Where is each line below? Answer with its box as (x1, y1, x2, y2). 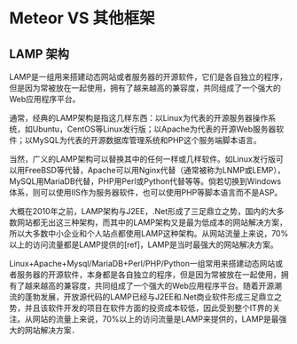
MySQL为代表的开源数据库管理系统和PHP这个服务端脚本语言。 (32, 135, 262, 145)
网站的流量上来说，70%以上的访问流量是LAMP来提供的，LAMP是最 (32, 314, 279, 324)
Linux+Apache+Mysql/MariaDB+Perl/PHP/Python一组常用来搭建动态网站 (9, 259, 276, 268)
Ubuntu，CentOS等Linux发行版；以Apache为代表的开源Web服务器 (32, 124, 277, 134)
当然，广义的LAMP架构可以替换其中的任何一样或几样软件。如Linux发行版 (9, 154, 277, 164)
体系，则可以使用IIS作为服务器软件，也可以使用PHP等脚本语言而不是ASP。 (9, 188, 283, 197)
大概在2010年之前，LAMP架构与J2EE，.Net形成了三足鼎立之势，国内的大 (9, 206, 277, 216)
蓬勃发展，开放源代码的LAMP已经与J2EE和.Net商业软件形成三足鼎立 (24, 292, 275, 302)
